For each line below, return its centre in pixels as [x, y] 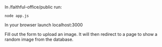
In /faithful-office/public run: [33, 7]
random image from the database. [39, 39]
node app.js [17, 16]
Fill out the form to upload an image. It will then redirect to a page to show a [81, 34]
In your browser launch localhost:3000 [44, 25]
